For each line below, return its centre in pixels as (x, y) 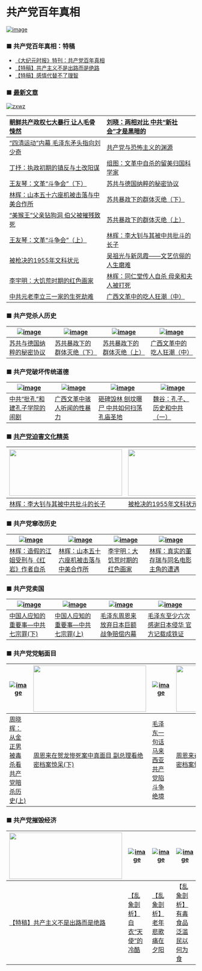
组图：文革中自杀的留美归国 (145, 163)
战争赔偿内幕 (118, 634)
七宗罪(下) (24, 634)
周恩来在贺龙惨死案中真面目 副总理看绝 (88, 755)
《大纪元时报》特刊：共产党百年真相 (60, 60)
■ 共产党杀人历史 (32, 316)
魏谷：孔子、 (171, 399)
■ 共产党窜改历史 (32, 523)
